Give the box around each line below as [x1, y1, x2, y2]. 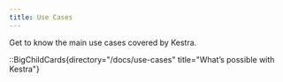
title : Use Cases [9, 12, 73, 22]
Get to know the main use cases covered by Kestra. [9, 37, 197, 48]
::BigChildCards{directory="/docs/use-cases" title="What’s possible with [9, 54, 275, 64]
